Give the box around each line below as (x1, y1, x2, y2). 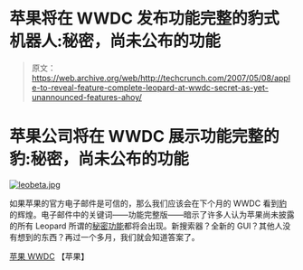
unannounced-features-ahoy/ (31, 91, 143, 102)
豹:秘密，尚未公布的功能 (9, 149, 190, 170)
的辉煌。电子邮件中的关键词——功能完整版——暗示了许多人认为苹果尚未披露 (9, 209, 295, 219)
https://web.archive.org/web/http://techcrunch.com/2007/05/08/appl (31, 72, 291, 83)
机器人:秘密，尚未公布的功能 (9, 31, 222, 51)
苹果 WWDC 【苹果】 (9, 250, 90, 262)
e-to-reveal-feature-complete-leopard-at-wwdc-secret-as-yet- (31, 82, 269, 93)
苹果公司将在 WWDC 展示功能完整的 (9, 126, 279, 147)
